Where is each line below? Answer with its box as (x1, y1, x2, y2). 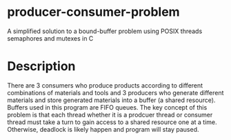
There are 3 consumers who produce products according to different (7, 81, 203, 90)
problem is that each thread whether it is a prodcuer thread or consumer (7, 110, 213, 119)
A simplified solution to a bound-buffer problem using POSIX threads (7, 27, 203, 35)
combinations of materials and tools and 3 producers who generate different (7, 88, 224, 97)
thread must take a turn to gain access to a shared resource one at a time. (7, 118, 217, 126)
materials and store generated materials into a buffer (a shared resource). (7, 96, 216, 104)
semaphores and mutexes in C (7, 34, 94, 42)
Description (7, 59, 76, 74)
